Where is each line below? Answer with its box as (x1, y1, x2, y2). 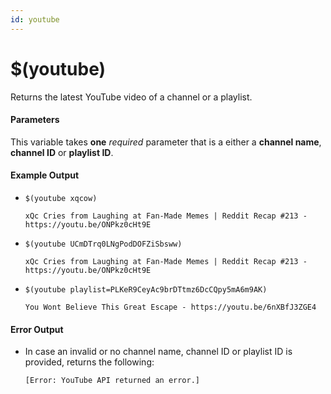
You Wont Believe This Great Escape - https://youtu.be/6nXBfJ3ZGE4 (24, 302, 317, 312)
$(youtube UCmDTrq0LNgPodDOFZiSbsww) (24, 239, 183, 249)
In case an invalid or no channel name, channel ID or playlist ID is (24, 346, 293, 358)
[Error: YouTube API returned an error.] (24, 376, 200, 386)
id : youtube (10, 14, 60, 25)
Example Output (10, 169, 80, 181)
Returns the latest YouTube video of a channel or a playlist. (10, 91, 253, 103)
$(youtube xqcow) (24, 193, 98, 203)
